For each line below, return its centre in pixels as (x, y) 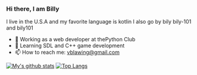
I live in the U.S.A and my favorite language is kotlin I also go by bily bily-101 (99, 22)
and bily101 (20, 28)
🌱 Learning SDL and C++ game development (70, 45)
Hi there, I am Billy (33, 9)
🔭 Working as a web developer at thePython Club (75, 40)
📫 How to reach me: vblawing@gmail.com (67, 53)
